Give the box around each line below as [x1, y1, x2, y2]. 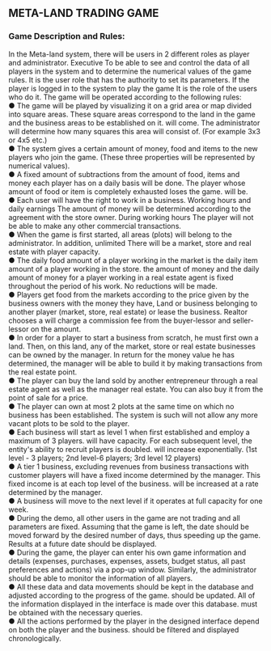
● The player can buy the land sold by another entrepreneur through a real [8, 375, 258, 385]
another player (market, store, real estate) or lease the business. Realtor [8, 306, 248, 316]
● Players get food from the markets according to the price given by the [8, 290, 249, 299]
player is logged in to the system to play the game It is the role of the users [8, 83, 257, 93]
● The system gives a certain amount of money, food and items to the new [8, 143, 259, 153]
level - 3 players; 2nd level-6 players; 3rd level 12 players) [8, 453, 201, 463]
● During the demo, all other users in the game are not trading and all [8, 513, 240, 522]
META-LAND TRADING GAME [8, 6, 159, 20]
